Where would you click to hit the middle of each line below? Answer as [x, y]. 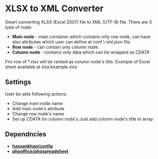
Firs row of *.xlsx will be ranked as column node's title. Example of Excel [78, 61]
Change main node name [37, 103]
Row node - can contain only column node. [56, 47]
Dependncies [26, 134]
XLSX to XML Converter [54, 9]
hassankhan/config [32, 146]
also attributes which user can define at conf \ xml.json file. [72, 41]
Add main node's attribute [38, 108]
